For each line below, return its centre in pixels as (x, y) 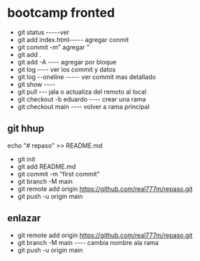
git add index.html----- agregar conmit (73, 39)
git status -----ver (43, 32)
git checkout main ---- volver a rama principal (84, 106)
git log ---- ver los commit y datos (66, 69)
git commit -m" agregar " (53, 47)
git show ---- (36, 84)
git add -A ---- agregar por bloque (67, 62)
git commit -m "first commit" (58, 174)
